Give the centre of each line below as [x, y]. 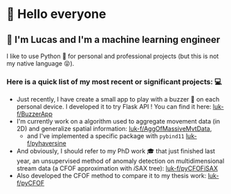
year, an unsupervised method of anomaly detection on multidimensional [120, 161]
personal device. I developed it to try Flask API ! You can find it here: [114, 107]
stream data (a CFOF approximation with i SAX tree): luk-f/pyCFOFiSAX [117, 168]
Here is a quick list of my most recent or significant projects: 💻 [114, 81]
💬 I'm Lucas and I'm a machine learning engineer [113, 40]
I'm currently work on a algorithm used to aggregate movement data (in [118, 122]
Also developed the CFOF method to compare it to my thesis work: [111, 176]
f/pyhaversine [46, 144]
